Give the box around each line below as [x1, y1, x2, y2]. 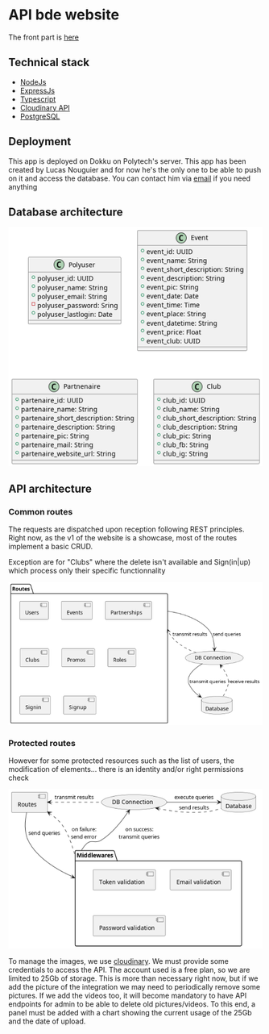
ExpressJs [19, 85, 55, 95]
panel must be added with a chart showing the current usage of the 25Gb [8, 1007, 252, 1017]
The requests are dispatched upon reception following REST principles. [8, 524, 245, 534]
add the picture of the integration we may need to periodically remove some [8, 982, 260, 991]
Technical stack [8, 56, 90, 69]
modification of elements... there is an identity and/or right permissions [8, 765, 244, 774]
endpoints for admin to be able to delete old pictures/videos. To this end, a [8, 999, 256, 1009]
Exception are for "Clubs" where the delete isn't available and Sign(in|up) [8, 557, 251, 567]
